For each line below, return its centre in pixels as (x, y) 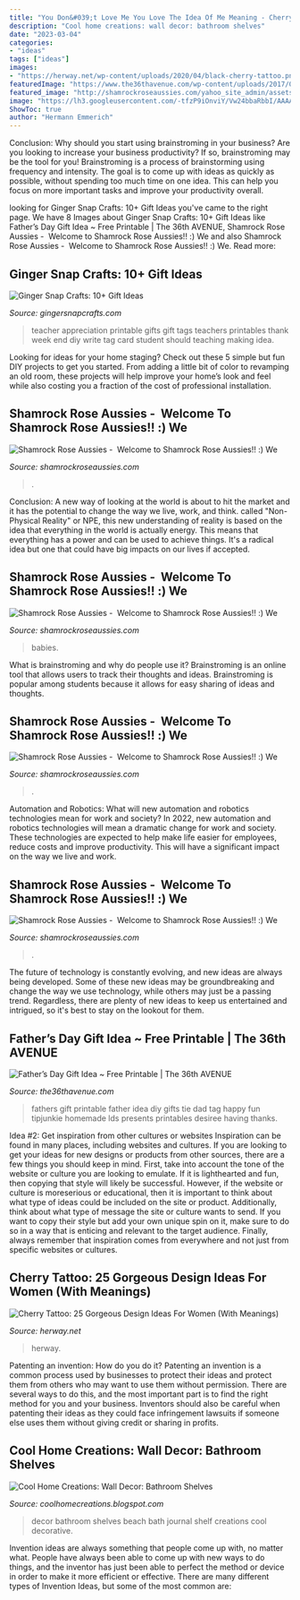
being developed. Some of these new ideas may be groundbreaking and (142, 982)
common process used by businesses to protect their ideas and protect (141, 1374)
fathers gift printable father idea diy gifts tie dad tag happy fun (146, 1108)
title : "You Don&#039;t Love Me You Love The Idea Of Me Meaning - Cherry (151, 17)
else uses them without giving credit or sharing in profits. (114, 1422)
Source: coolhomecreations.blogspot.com (87, 1503)
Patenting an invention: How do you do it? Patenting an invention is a (135, 1365)
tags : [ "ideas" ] (39, 59)
